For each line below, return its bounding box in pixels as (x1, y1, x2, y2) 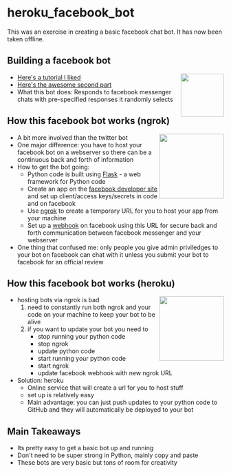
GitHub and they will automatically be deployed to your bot (27, 406, 194, 414)
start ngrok (37, 361, 69, 370)
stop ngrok (37, 339, 69, 348)
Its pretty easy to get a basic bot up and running (16, 444, 154, 452)
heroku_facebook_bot (7, 5, 135, 21)
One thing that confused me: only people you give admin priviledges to (16, 243, 219, 251)
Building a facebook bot (7, 55, 111, 67)
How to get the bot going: (16, 162, 90, 171)
